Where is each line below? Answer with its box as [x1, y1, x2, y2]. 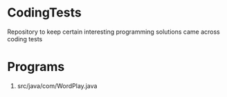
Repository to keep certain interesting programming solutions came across [7, 28, 220, 36]
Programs [7, 59, 65, 75]
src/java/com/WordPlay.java [17, 81, 98, 90]
